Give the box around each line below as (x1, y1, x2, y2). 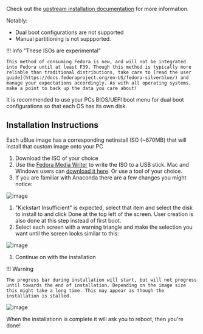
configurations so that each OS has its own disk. (6, 103, 128, 110)
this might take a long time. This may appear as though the (6, 287, 165, 294)
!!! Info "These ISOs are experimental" (6, 47, 101, 54)
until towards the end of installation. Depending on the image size (6, 282, 187, 288)
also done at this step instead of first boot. (15, 217, 122, 224)
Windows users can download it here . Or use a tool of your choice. (15, 167, 182, 175)
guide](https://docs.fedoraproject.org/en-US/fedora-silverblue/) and (6, 75, 189, 81)
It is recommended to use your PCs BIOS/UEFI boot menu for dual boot (6, 96, 184, 103)
